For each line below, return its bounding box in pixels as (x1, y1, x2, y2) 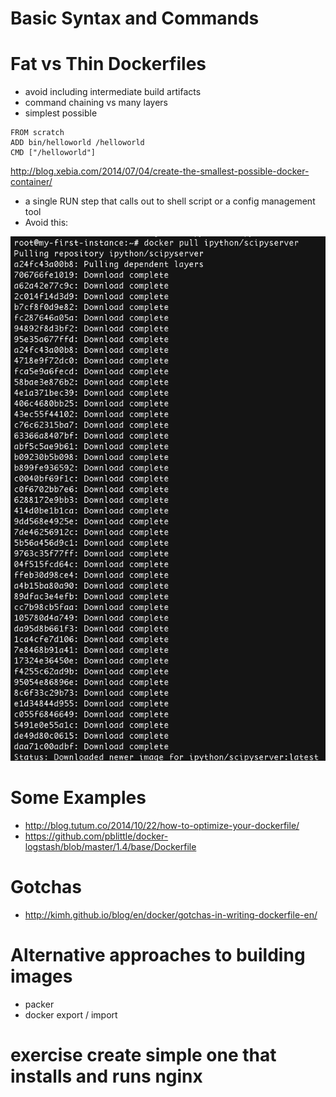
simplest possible (24, 107, 98, 119)
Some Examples (10, 787, 147, 809)
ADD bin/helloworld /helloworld (10, 138, 145, 148)
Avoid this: (24, 217, 69, 229)
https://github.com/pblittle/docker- (24, 830, 169, 842)
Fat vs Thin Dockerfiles (10, 53, 207, 76)
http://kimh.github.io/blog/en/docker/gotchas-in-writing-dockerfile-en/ (24, 909, 318, 921)
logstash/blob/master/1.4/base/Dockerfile (24, 841, 197, 853)
